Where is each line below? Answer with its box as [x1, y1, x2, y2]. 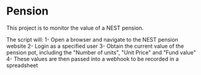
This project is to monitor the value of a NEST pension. [6, 24, 144, 31]
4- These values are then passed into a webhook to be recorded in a [6, 55, 179, 62]
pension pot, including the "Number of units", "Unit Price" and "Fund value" [6, 48, 197, 56]
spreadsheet [6, 62, 38, 69]
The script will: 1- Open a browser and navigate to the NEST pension [6, 36, 178, 43]
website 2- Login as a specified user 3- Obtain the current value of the [6, 42, 185, 50]
